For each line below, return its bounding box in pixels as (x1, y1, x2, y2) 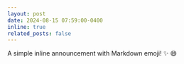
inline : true (7, 23, 46, 30)
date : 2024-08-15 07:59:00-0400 (7, 17, 103, 24)
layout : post (7, 10, 46, 18)
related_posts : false (7, 30, 72, 37)
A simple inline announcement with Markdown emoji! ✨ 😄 (7, 49, 178, 58)
